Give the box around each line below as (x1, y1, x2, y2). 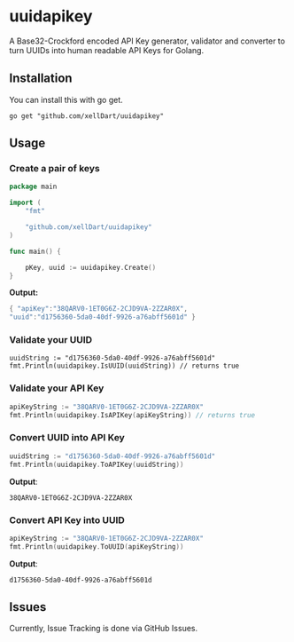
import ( (9, 198, 42, 208)
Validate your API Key (9, 382, 104, 394)
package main (9, 182, 58, 192)
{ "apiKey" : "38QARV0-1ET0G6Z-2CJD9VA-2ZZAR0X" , (9, 305, 189, 313)
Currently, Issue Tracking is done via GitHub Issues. (9, 623, 198, 634)
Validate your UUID (9, 334, 93, 346)
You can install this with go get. (9, 94, 124, 105)
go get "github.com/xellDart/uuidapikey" (9, 111, 165, 121)
